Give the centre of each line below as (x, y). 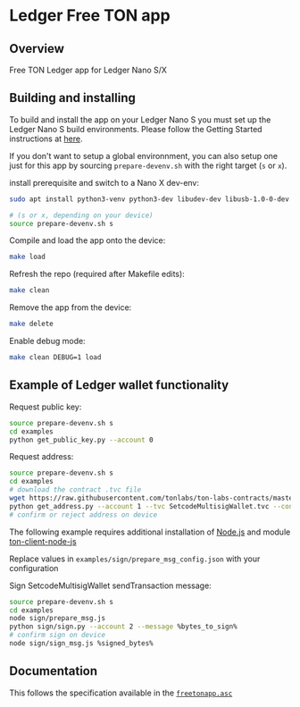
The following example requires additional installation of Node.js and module (150, 532)
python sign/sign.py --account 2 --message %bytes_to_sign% (124, 627)
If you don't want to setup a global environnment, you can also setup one (144, 156)
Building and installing (72, 98)
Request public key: (46, 407)
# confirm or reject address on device (83, 515)
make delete (31, 324)
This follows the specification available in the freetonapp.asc (121, 693)
